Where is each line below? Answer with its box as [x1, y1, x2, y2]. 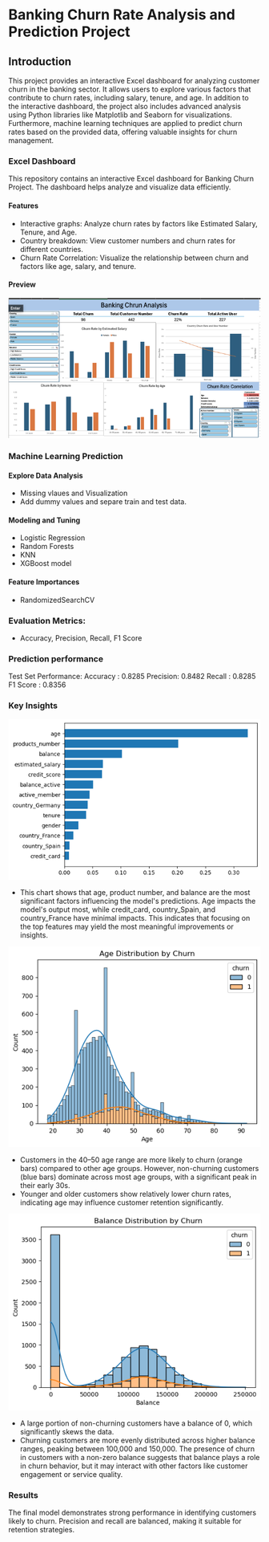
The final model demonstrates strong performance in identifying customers [8, 1507, 257, 1518]
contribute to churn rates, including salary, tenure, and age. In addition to [8, 93, 250, 102]
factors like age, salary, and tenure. [19, 261, 137, 271]
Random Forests [19, 542, 74, 551]
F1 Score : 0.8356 [8, 680, 66, 690]
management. [8, 136, 54, 145]
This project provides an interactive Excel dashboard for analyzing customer [8, 76, 260, 85]
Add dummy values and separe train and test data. [19, 497, 187, 507]
